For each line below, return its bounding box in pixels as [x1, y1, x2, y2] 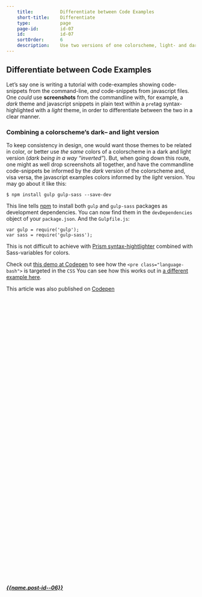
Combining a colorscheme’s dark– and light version [6, 128, 159, 136]
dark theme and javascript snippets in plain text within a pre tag [6, 100, 162, 107]
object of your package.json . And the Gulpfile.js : [6, 215, 130, 222]
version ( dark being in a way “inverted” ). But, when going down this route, [6, 154, 191, 162]
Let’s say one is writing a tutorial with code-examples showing [6, 81, 161, 88]
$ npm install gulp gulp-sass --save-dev [6, 191, 112, 198]
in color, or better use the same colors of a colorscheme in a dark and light [6, 148, 191, 155]
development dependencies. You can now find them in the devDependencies [6, 209, 193, 216]
